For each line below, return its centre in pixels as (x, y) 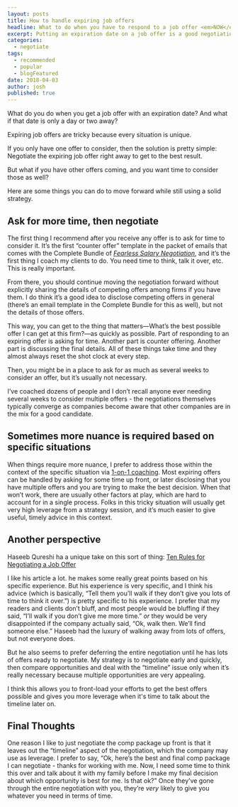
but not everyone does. (41, 638)
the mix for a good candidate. (50, 413)
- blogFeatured (36, 73)
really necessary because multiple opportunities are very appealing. (107, 675)
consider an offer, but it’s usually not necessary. (77, 377)
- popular (28, 67)
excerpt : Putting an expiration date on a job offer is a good (103, 34)
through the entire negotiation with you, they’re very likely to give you (108, 789)
